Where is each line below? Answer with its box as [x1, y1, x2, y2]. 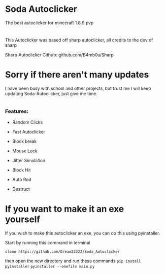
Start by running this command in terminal [5, 240, 90, 245]
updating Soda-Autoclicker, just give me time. [5, 91, 98, 97]
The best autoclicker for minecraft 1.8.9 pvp [5, 20, 94, 26]
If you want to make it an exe [5, 203, 124, 214]
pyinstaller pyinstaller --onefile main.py [5, 264, 95, 269]
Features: [5, 108, 29, 115]
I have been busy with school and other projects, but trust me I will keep [5, 85, 151, 92]
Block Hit [12, 167, 31, 173]
